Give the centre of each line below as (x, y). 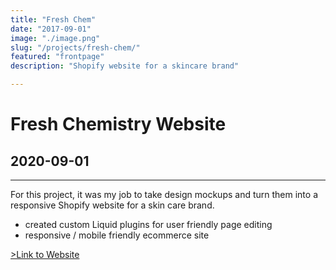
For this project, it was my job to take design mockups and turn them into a (164, 194)
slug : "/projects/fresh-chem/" (75, 47)
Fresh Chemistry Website (118, 124)
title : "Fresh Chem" (53, 19)
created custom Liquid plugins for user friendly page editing (148, 224)
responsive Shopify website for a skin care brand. (112, 205)
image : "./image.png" (55, 38)
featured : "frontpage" (57, 57)
